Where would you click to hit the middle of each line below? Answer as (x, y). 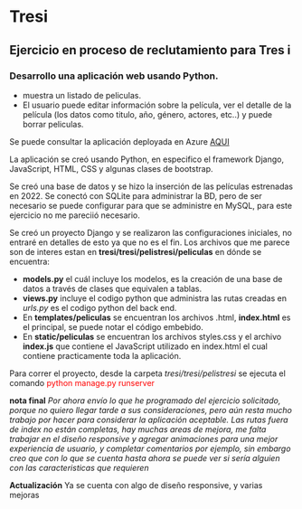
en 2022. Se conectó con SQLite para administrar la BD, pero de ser (136, 195)
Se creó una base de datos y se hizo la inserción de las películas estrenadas (151, 186)
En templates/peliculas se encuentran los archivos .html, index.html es (156, 317)
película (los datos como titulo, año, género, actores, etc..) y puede (147, 114)
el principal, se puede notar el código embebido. (113, 326)
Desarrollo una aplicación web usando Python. (114, 76)
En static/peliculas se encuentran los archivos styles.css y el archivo (152, 336)
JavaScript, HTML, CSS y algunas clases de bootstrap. (112, 168)
